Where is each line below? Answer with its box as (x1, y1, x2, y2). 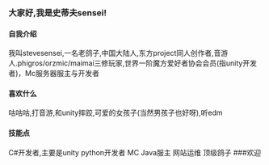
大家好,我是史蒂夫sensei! (8, 6, 107, 18)
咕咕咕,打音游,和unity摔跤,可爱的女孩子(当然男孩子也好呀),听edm (8, 108, 224, 118)
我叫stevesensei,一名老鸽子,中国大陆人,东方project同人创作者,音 (8, 49, 221, 58)
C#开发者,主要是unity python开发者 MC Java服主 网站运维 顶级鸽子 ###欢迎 (8, 147, 262, 157)
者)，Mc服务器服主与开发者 (8, 69, 99, 78)
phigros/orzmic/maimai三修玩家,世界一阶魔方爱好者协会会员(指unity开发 (17, 58, 257, 68)
